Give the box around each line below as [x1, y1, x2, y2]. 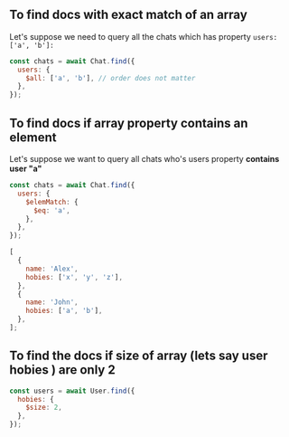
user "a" [9, 163, 42, 174]
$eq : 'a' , [33, 205, 70, 215]
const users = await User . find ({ [9, 386, 135, 395]
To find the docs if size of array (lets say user [9, 348, 268, 364]
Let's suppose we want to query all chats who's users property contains [9, 154, 280, 164]
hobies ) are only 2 [9, 362, 116, 378]
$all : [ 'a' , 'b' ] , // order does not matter [25, 73, 196, 82]
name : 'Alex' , [25, 264, 79, 273]
